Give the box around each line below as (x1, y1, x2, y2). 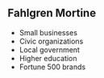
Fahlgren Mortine (7, 6, 97, 20)
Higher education (19, 53, 77, 63)
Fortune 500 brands (19, 62, 86, 72)
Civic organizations (19, 36, 84, 46)
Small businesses (19, 27, 78, 37)
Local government (19, 44, 80, 55)
